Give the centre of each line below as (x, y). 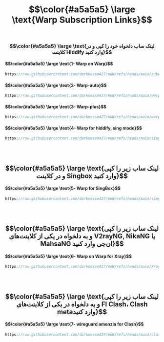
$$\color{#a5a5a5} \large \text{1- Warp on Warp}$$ (59, 64)
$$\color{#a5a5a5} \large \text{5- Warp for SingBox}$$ (63, 188)
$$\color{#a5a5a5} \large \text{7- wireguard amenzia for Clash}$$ (74, 324)
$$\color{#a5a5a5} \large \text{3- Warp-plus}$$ (56, 107)
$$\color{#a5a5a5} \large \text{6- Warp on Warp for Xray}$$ (68, 256)
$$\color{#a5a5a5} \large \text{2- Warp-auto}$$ (56, 85)
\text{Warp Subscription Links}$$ (82, 20)
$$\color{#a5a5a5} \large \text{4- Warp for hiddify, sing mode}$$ (74, 128)
